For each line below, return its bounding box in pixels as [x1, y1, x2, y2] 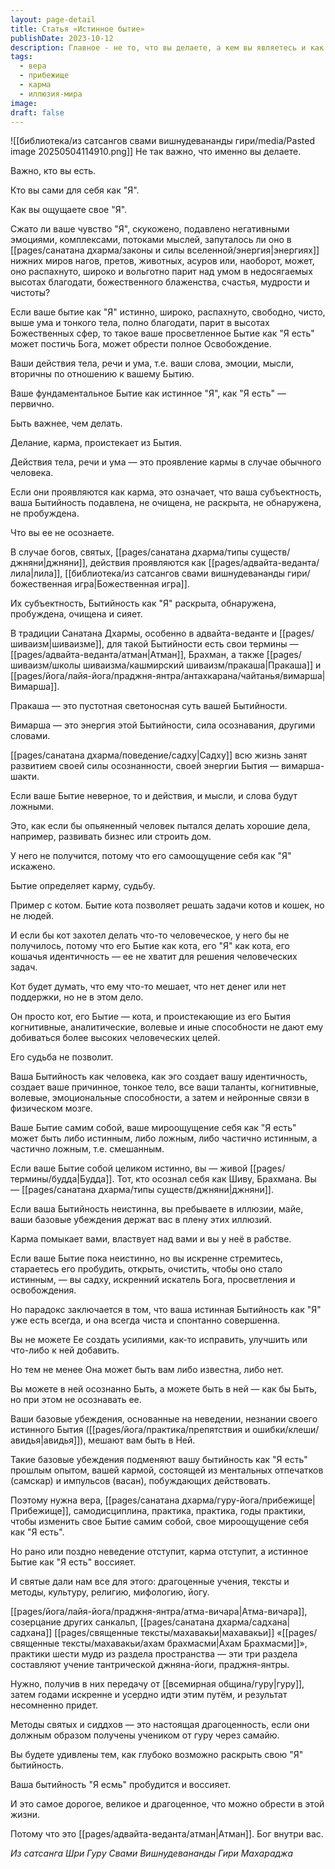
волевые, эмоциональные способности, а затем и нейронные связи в [10, 1092, 310, 1104]
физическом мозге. [10, 1102, 93, 1115]
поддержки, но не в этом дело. [10, 991, 144, 1003]
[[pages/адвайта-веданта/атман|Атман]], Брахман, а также [10, 649, 265, 661]
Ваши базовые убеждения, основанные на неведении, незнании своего [10, 1413, 318, 1425]
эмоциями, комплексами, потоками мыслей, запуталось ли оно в [10, 234, 292, 246]
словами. [10, 730, 51, 742]
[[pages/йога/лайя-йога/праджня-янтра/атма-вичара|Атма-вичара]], [10, 1606, 308, 1618]
